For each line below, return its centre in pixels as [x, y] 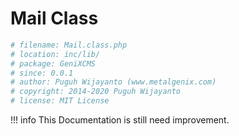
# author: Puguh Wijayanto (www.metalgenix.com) [113, 82]
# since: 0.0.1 [42, 73]
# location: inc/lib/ [55, 54]
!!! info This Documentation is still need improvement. [120, 120]
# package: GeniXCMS [53, 63]
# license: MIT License [60, 101]
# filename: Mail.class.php [69, 45]
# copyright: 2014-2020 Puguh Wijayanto [96, 92]
